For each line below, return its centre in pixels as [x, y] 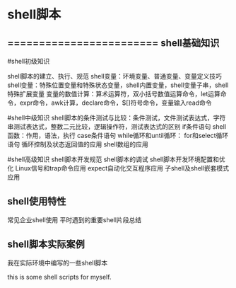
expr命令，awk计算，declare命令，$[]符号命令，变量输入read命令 [116, 103]
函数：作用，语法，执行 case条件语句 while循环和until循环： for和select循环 [118, 136]
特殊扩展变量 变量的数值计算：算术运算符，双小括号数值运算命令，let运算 [114, 94]
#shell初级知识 [29, 61]
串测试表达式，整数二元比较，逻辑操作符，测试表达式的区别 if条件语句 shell [117, 127]
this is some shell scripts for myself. [59, 277]
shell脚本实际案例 [46, 244]
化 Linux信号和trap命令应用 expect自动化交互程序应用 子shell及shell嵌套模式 [118, 168]
